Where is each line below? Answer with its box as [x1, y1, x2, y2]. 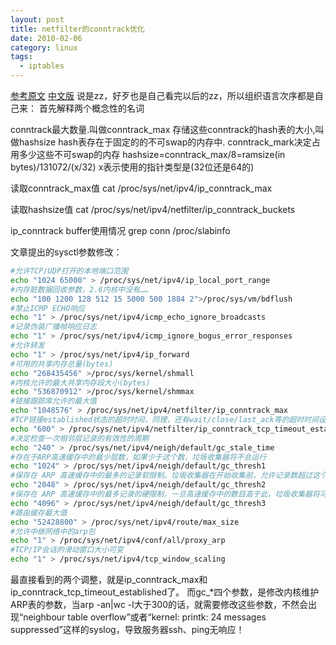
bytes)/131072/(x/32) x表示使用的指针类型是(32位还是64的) [10, 161, 255, 173]
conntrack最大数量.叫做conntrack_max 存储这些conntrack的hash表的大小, [10, 124, 316, 135]
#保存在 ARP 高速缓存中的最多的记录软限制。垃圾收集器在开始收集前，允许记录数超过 [10, 471, 313, 481]
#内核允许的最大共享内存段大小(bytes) [10, 377, 151, 388]
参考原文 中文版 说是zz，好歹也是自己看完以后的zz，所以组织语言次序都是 [10, 90, 315, 101]
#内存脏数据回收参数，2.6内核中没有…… [10, 284, 150, 295]
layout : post [10, 14, 65, 25]
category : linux [10, 42, 78, 53]
